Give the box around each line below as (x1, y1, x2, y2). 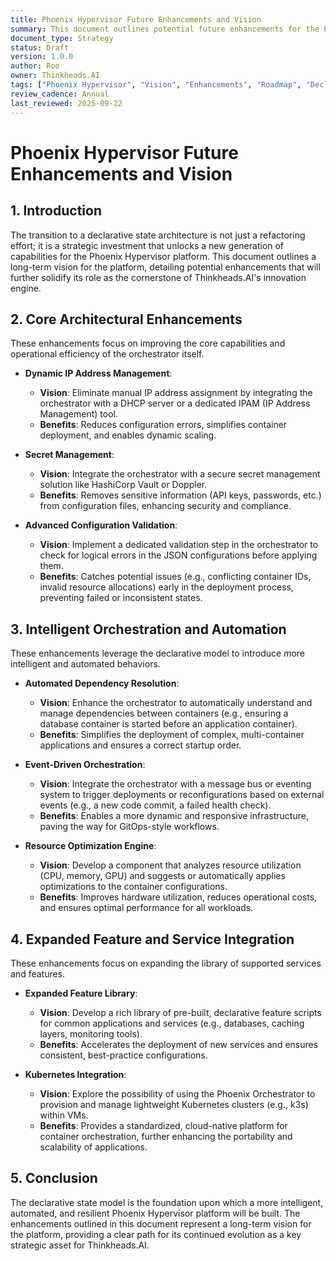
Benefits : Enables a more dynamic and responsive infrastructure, (39, 810, 309, 822)
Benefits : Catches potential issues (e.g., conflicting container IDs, (39, 571, 312, 583)
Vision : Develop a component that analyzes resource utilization (39, 859, 302, 871)
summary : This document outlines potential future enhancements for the (10, 24, 320, 34)
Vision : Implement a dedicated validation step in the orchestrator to (39, 539, 319, 551)
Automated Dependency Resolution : (24, 677, 180, 690)
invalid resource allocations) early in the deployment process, (39, 581, 294, 593)
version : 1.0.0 (10, 52, 74, 62)
